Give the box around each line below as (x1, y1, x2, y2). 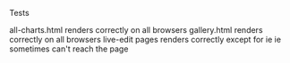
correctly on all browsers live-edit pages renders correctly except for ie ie (9, 35, 282, 44)
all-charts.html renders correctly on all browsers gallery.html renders (9, 25, 263, 35)
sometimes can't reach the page (9, 43, 129, 54)
